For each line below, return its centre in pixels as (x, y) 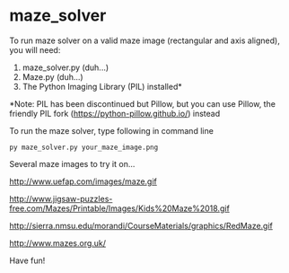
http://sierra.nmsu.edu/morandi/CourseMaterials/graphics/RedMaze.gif (141, 225)
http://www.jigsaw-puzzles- (61, 198)
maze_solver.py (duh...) (66, 67)
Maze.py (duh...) (53, 76)
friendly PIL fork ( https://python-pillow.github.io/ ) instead (115, 113)
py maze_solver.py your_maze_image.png (84, 147)
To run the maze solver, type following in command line (111, 130)
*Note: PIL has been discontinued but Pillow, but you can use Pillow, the (143, 103)
